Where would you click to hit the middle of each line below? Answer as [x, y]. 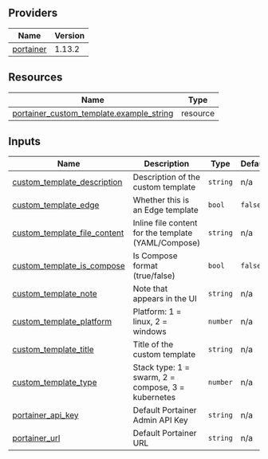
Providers [33, 13]
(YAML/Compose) [167, 243]
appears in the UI [165, 299]
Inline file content [165, 223]
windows [150, 331]
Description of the [167, 177]
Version [70, 35]
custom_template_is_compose [69, 266]
